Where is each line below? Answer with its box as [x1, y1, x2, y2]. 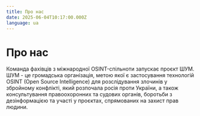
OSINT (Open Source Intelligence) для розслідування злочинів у [6, 78, 168, 86]
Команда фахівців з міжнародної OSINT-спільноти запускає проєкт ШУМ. [6, 65, 195, 72]
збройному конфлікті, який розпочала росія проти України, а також [6, 84, 178, 91]
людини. [6, 103, 28, 111]
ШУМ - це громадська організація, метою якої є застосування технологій [6, 72, 195, 79]
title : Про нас [6, 8, 44, 15]
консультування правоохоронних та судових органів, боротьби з [6, 91, 172, 98]
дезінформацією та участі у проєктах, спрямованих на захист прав [6, 97, 179, 105]
